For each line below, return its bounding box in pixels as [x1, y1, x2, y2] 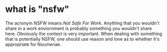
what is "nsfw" [5, 3, 69, 15]
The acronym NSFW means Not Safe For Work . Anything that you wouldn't [5, 20, 159, 26]
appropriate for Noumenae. [5, 41, 62, 47]
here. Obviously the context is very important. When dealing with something [5, 30, 162, 36]
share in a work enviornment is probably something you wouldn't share [5, 25, 152, 31]
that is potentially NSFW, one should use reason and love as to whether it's [5, 36, 159, 42]
